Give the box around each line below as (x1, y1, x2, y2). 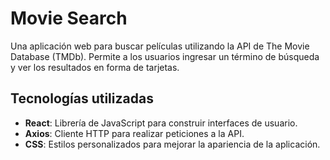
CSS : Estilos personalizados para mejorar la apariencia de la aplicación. (24, 138, 321, 150)
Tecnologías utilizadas (10, 90, 154, 107)
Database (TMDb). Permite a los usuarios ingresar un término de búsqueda (10, 50, 320, 62)
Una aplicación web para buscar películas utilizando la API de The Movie (10, 40, 310, 52)
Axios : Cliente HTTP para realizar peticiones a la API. (24, 127, 245, 139)
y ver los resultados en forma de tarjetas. (10, 61, 180, 73)
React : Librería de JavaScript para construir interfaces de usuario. (24, 117, 298, 129)
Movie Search (10, 7, 128, 30)
